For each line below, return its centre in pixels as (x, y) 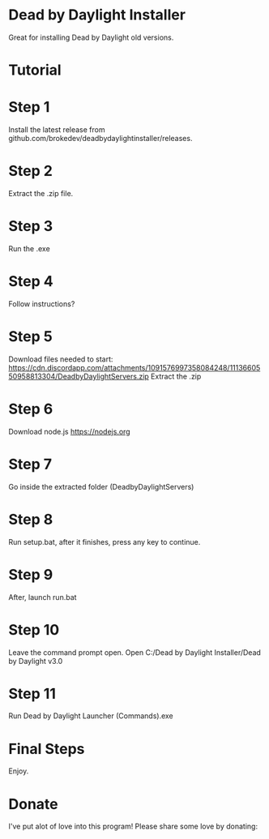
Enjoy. (19, 771)
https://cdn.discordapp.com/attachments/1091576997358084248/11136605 (134, 367)
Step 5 (30, 337)
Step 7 (30, 464)
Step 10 (34, 629)
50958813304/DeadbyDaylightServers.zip (79, 376)
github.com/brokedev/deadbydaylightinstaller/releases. (100, 139)
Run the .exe (29, 248)
